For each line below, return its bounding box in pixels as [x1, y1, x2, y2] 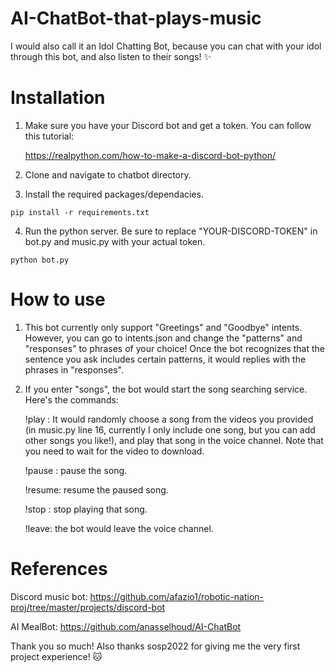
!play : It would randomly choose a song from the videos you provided [24, 413, 314, 425]
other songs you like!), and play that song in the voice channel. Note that [24, 434, 324, 446]
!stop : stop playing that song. [24, 503, 148, 515]
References [10, 558, 108, 580]
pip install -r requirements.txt [10, 207, 150, 217]
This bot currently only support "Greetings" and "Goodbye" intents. [24, 321, 303, 333]
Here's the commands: [24, 393, 119, 406]
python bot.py [10, 255, 70, 265]
